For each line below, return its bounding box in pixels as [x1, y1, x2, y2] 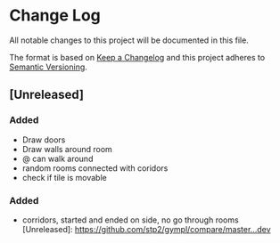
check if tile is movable [21, 172, 107, 182]
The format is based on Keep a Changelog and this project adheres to [9, 52, 266, 62]
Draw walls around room [21, 143, 113, 154]
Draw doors [21, 134, 66, 145]
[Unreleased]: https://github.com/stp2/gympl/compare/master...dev [21, 223, 271, 234]
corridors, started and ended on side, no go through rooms [21, 215, 239, 225]
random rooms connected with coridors [21, 162, 169, 174]
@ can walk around [21, 153, 94, 164]
